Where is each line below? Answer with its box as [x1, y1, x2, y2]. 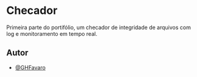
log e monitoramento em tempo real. [6, 30, 97, 37]
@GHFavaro [15, 64, 46, 71]
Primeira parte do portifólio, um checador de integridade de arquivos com [6, 24, 192, 31]
